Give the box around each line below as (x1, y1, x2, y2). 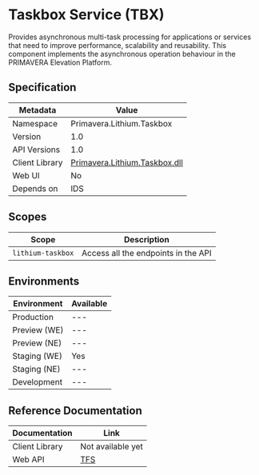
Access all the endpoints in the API (81, 247, 212, 258)
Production (12, 312, 54, 323)
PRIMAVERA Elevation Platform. (8, 58, 113, 67)
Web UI (12, 170, 40, 181)
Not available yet (80, 441, 144, 453)
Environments (8, 274, 80, 288)
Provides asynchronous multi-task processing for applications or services (8, 32, 252, 42)
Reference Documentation (8, 404, 142, 417)
